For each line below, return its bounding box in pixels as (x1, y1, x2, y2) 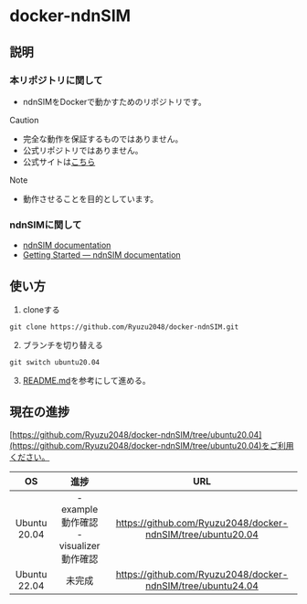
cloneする (22, 303, 61, 315)
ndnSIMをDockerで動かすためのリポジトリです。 (22, 96, 207, 107)
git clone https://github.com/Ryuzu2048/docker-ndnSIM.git (9, 322, 239, 332)
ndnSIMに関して (9, 218, 82, 231)
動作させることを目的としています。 (22, 193, 158, 204)
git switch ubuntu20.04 (9, 357, 101, 366)
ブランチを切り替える (22, 339, 103, 350)
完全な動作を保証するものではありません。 (22, 133, 184, 144)
